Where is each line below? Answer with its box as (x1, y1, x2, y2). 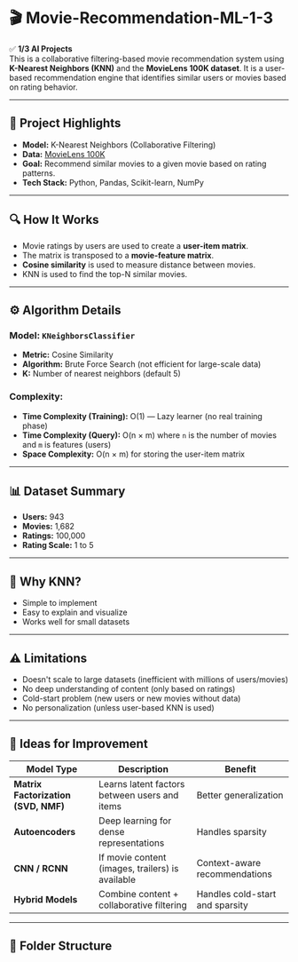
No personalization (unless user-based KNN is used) (21, 702, 215, 712)
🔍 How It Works (9, 212, 99, 227)
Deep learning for (98, 815, 172, 827)
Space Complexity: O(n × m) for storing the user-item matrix (21, 449, 246, 459)
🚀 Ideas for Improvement (9, 736, 148, 751)
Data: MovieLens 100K (21, 148, 106, 159)
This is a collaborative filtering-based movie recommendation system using (9, 53, 285, 64)
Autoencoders (13, 825, 76, 838)
